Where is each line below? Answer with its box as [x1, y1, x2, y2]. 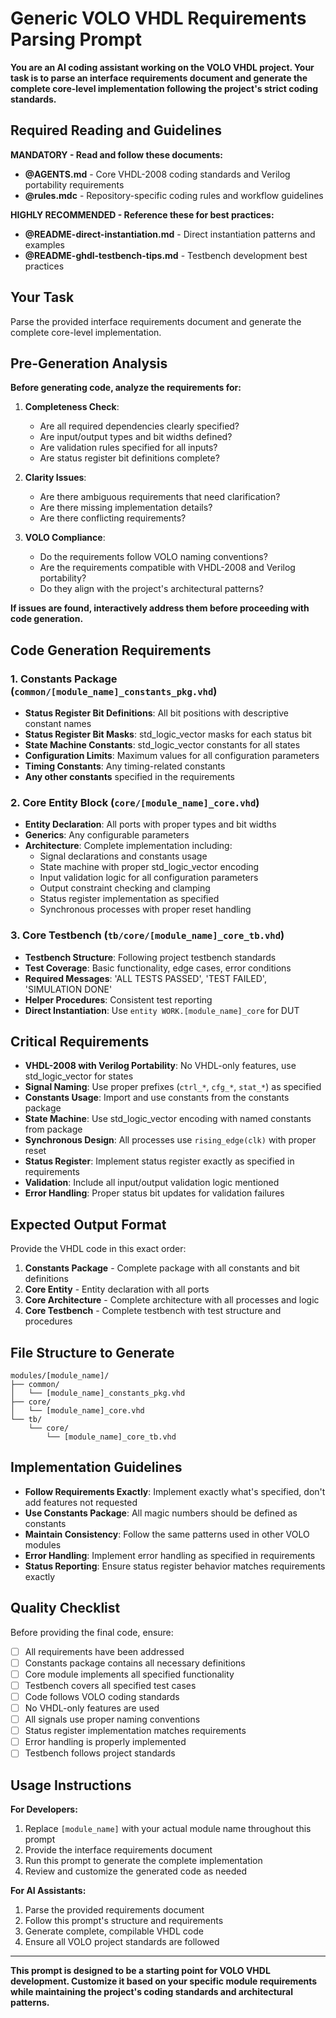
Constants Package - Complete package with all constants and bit [24, 1262, 300, 1274]
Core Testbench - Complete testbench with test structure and [24, 1305, 282, 1317]
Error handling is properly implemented [24, 1736, 187, 1748]
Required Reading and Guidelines [10, 122, 222, 139]
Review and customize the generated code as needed [24, 1865, 248, 1877]
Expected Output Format [10, 1216, 167, 1233]
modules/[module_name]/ [10, 1371, 110, 1381]
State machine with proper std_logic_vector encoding [39, 861, 260, 873]
